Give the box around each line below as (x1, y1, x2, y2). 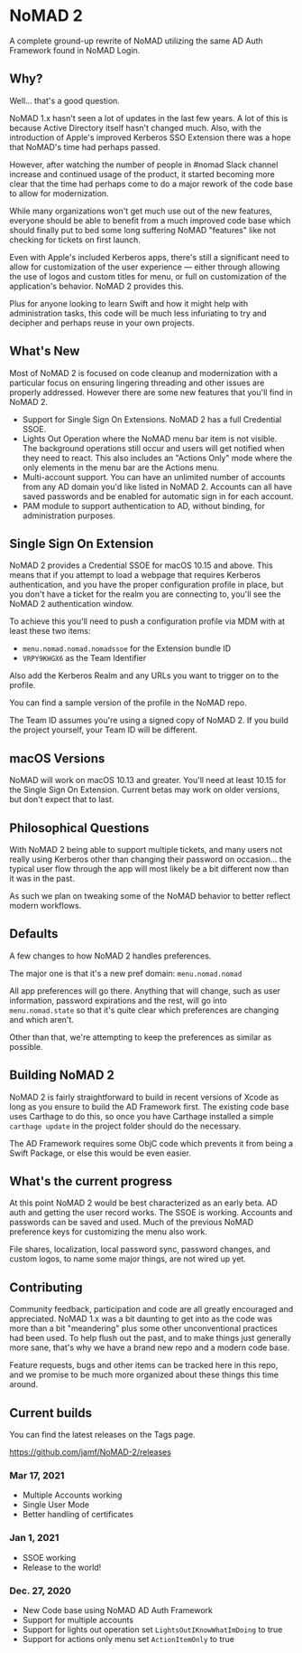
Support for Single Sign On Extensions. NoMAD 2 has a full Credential (22, 413, 282, 425)
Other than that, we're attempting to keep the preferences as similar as (9, 1032, 272, 1043)
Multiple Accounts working (22, 1489, 123, 1501)
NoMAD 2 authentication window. (9, 599, 134, 609)
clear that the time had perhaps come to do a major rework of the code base (9, 178, 293, 189)
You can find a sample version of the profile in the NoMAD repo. (9, 697, 247, 708)
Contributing (9, 1280, 83, 1295)
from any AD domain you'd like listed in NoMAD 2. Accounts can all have (22, 481, 293, 492)
